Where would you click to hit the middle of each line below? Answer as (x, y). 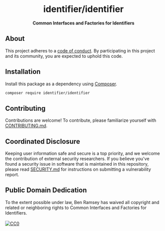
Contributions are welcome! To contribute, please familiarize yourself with (81, 120)
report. (12, 175)
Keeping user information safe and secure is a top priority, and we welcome (82, 154)
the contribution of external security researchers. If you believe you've (77, 159)
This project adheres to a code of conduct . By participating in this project (80, 50)
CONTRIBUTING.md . (26, 126)
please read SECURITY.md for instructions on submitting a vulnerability (78, 169)
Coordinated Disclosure (43, 141)
